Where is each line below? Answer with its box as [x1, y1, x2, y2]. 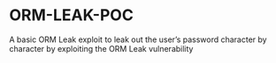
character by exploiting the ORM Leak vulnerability [9, 43, 194, 53]
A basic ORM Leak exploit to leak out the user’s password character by [9, 34, 267, 45]
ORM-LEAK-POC [9, 5, 134, 25]
